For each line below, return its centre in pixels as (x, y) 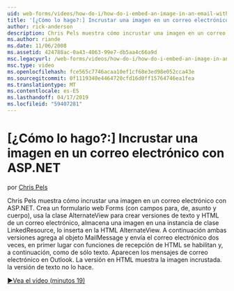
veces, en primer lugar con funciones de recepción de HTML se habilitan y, (115, 244)
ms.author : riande (34, 40)
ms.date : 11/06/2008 (37, 46)
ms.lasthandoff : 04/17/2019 (48, 98)
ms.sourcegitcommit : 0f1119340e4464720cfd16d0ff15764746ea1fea (101, 78)
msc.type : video (31, 65)
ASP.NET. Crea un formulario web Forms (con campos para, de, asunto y (112, 208)
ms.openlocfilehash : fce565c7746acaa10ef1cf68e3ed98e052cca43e (101, 72)
